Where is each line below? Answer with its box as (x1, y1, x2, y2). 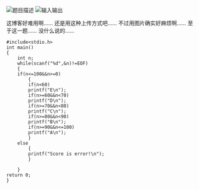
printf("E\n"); (28, 87, 67, 93)
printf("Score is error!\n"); (28, 151, 105, 157)
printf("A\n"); (28, 129, 67, 136)
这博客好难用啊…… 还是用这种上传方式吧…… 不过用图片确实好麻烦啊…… (6, 19, 187, 27)
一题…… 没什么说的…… (16, 27, 75, 34)
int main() (6, 44, 34, 50)
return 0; (6, 172, 32, 178)
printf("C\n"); (28, 108, 67, 114)
